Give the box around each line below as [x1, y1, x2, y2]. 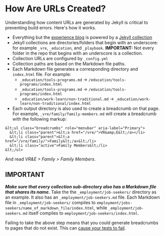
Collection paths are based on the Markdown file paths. [12, 61, 126, 67]
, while [94, 205, 108, 211]
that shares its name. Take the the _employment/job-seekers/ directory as [5, 189, 157, 195]
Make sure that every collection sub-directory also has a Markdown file [5, 183, 157, 189]
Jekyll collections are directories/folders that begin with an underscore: [12, 39, 159, 45]
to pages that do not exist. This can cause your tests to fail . [5, 225, 126, 231]
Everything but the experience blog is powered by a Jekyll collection [12, 34, 153, 40]
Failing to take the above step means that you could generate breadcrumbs [5, 220, 159, 226]
